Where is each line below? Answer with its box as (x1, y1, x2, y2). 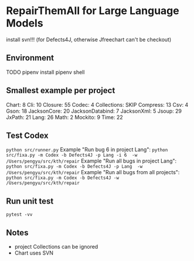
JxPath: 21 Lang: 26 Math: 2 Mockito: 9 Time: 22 (6, 113, 123, 121)
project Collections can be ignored (14, 243, 98, 250)
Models (6, 16, 43, 30)
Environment (6, 53, 55, 63)
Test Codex (6, 130, 49, 140)
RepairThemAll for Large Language (6, 4, 180, 18)
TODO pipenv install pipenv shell (6, 69, 85, 76)
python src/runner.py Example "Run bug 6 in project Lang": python (6, 146, 168, 153)
